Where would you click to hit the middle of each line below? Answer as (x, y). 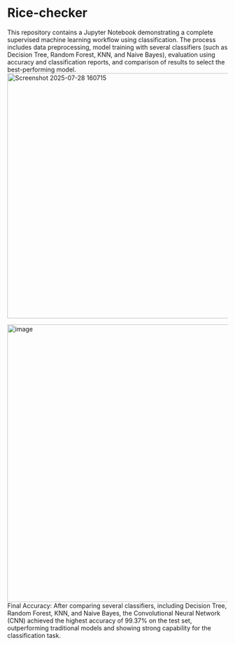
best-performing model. (42, 69)
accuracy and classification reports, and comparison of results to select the (116, 62)
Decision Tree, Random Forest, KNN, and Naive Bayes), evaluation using (111, 55)
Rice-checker (47, 13)
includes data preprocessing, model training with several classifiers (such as (117, 47)
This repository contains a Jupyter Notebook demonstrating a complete (110, 32)
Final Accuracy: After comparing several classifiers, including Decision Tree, (117, 605)
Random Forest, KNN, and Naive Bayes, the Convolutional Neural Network (114, 613)
